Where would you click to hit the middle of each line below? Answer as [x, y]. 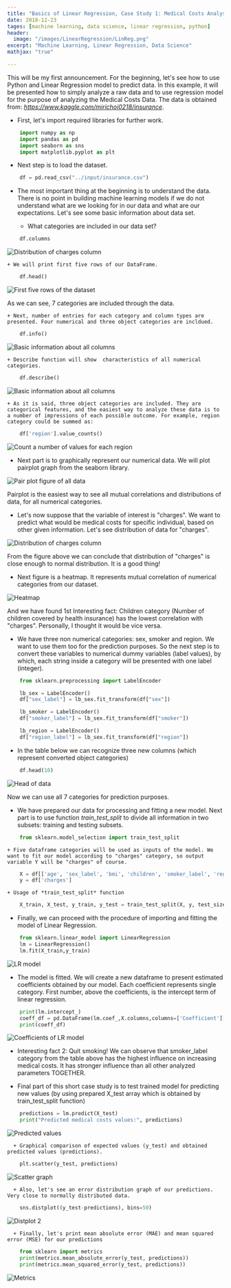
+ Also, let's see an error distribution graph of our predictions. [113, 1190]
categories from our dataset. [57, 584]
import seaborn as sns [52, 145]
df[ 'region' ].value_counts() [61, 434]
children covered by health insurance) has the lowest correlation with [105, 618]
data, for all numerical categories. [55, 501]
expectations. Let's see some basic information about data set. [106, 213]
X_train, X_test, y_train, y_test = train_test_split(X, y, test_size [123, 905]
